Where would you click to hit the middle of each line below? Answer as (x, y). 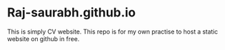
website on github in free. (43, 38)
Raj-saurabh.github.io (72, 13)
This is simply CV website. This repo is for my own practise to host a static (112, 32)
